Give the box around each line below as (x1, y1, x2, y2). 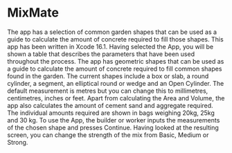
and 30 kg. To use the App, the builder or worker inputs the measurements (7, 116, 220, 124)
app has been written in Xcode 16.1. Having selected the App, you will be (7, 42, 213, 51)
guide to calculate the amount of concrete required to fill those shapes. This (7, 35, 224, 43)
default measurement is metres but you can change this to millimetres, (7, 87, 208, 95)
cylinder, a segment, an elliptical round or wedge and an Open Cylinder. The (7, 79, 224, 87)
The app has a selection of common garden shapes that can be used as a (7, 28, 217, 36)
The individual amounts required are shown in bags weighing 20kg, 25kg (7, 109, 215, 117)
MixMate (7, 5, 59, 21)
